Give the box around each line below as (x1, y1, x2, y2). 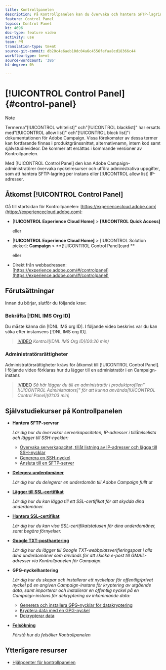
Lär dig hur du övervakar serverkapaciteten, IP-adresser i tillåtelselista (12, 430, 157, 436)
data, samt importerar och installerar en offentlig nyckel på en (12, 587, 139, 593)
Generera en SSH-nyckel (19, 455, 71, 461)
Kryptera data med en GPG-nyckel (19, 608, 90, 614)
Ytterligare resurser (5, 646, 68, 655)
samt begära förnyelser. (12, 528, 62, 534)
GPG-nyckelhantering (12, 567, 58, 574)
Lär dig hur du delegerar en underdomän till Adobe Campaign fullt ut (12, 479, 153, 485)
